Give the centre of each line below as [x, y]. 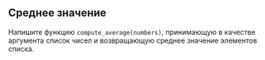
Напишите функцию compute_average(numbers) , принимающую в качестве [132, 32]
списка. [21, 49]
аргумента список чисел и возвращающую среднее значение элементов [133, 40]
